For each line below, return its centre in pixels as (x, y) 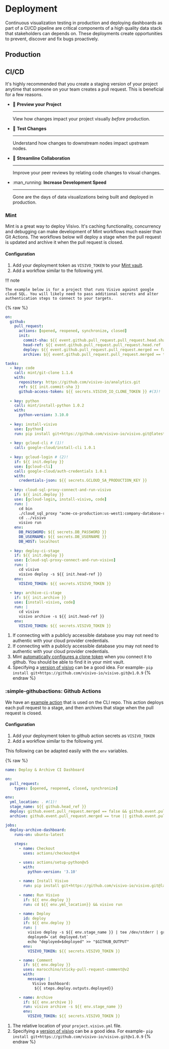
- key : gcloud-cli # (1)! (37, 443)
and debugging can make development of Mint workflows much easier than (83, 232)
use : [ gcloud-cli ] (33, 467)
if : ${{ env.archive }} (48, 1002)
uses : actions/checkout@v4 (52, 854)
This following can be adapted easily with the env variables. (67, 751)
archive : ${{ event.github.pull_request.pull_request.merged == (92, 354)
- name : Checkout (37, 849)
